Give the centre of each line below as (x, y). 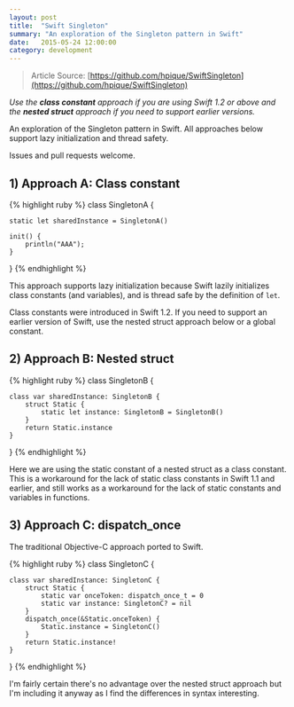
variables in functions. (50, 497)
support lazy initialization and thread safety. (89, 138)
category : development (51, 51)
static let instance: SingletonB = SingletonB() (132, 412)
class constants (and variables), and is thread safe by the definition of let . (145, 295)
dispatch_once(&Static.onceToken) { (93, 619)
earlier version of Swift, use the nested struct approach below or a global (143, 321)
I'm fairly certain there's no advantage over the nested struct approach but (145, 683)
